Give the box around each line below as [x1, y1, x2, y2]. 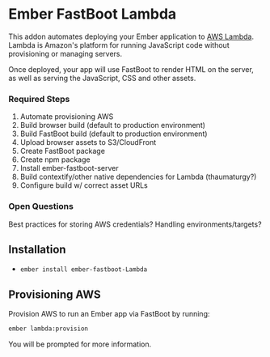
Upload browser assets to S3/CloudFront [19, 138, 157, 147]
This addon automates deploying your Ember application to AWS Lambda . [8, 32, 255, 41]
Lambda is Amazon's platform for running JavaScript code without [8, 40, 230, 49]
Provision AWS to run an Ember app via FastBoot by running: [8, 309, 210, 319]
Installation [8, 242, 66, 256]
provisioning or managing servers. [8, 49, 123, 58]
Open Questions [8, 201, 74, 212]
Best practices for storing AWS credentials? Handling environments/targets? [8, 219, 262, 229]
